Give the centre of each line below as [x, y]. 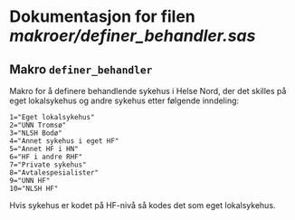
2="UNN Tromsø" [38, 125]
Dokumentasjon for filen [103, 17]
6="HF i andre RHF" [46, 157]
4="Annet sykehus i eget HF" [64, 141]
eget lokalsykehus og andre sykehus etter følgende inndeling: [124, 100]
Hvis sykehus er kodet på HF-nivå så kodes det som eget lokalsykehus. [143, 205]
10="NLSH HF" [34, 188]
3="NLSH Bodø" [36, 133]
